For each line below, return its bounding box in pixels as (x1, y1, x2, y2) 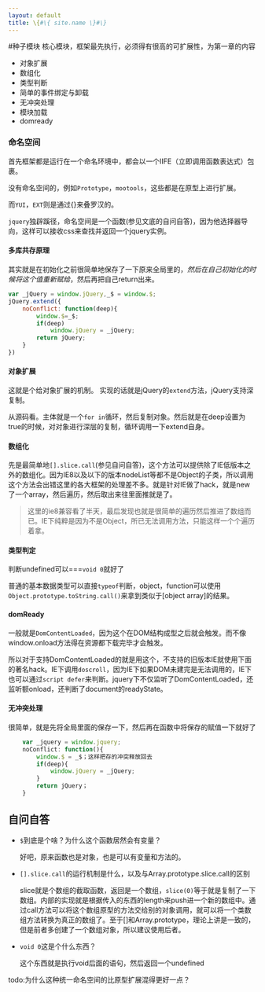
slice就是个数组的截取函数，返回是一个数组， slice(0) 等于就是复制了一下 (19, 885, 256, 895)
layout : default (8, 11, 61, 20)
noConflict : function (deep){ (22, 304, 118, 313)
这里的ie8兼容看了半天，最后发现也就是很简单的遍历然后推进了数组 (27, 506, 245, 516)
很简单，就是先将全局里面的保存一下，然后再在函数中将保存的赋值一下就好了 (8, 722, 256, 732)
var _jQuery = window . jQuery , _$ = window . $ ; (8, 290, 156, 298)
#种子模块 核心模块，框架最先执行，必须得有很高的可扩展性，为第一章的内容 (8, 41, 256, 51)
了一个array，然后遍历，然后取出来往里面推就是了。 (8, 490, 177, 499)
